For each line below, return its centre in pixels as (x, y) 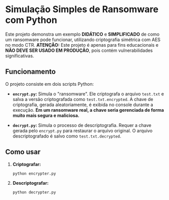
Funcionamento (31, 72)
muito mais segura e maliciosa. (46, 115)
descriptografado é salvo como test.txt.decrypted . (67, 136)
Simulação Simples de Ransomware (82, 9)
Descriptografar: (31, 183)
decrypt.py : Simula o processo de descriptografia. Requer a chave (82, 125)
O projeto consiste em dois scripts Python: (50, 84)
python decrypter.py (34, 192)
